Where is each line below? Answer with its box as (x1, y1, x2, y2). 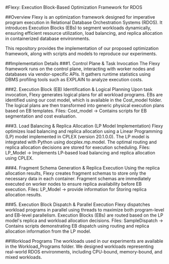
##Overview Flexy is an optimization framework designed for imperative (5, 14, 155, 20)
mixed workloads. (5, 254, 42, 260)
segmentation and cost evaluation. (5, 113, 77, 119)
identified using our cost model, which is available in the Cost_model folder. (5, 97, 162, 103)
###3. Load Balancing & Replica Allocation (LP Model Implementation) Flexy (5, 123, 163, 129)
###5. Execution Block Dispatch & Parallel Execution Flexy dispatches (5, 201, 150, 207)
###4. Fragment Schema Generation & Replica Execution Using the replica (5, 165, 160, 171)
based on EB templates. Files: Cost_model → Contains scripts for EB (5, 108, 147, 114)
